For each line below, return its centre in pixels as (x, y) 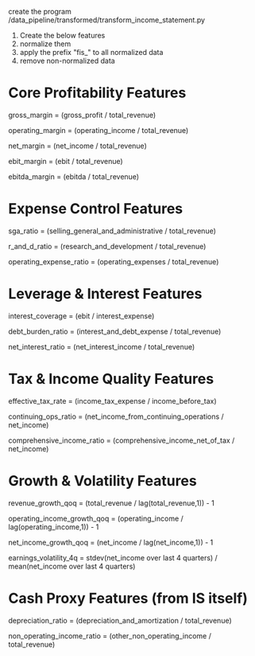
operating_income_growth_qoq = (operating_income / (96, 518)
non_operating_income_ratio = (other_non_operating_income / (110, 635)
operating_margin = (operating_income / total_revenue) (99, 130)
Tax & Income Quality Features (111, 379)
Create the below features (62, 35)
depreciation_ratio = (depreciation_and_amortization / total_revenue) (120, 620)
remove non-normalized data (67, 61)
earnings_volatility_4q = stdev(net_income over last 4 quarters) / (113, 557)
